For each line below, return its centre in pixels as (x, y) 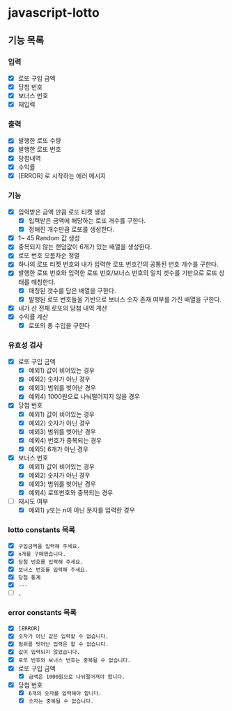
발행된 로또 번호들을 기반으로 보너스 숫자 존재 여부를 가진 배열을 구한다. (125, 299)
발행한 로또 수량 (39, 141)
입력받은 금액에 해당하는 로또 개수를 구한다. (87, 221)
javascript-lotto (54, 13)
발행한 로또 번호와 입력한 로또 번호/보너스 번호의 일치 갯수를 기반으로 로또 (118, 273)
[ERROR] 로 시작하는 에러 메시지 (62, 175)
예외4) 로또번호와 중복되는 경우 (71, 493)
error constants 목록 (42, 612)
